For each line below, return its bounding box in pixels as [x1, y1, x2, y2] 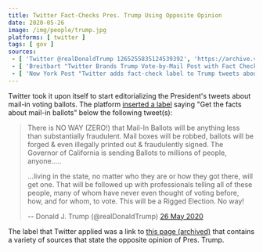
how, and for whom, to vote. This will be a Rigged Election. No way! [27, 196, 245, 206]
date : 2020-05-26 [8, 19, 65, 27]
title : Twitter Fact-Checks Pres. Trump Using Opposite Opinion [8, 11, 222, 20]
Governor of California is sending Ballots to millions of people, [27, 148, 227, 157]
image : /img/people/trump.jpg [8, 26, 107, 34]
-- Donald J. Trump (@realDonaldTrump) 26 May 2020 [27, 211, 204, 221]
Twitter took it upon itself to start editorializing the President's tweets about [8, 91, 251, 100]
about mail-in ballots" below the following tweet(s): [8, 107, 173, 117]
